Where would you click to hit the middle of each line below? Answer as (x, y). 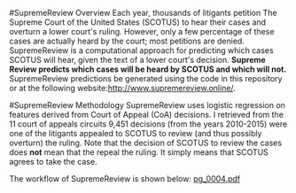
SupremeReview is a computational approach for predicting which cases (141, 50)
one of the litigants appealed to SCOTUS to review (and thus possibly (136, 133)
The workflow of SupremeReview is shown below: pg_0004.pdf (125, 179)
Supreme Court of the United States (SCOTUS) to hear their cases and (138, 22)
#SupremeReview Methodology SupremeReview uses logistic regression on (148, 105)
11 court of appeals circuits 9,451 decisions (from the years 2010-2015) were (148, 124)
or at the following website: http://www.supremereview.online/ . (123, 88)
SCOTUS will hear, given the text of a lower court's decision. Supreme (137, 60)
